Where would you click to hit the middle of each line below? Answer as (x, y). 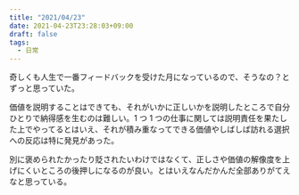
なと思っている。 (41, 182)
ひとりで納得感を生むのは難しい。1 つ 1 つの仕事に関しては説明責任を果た (145, 118)
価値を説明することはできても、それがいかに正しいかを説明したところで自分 (149, 107)
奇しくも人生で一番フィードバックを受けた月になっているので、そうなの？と (149, 77)
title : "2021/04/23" (48, 17)
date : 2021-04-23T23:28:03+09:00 (71, 26)
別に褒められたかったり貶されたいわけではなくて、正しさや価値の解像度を (146, 159)
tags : (19, 42)
